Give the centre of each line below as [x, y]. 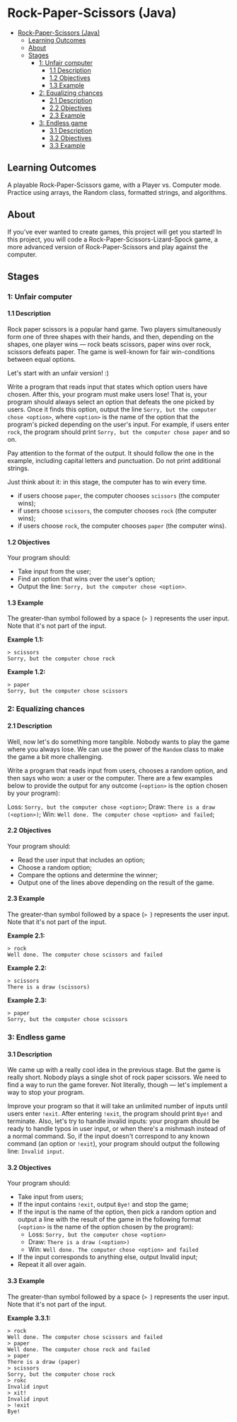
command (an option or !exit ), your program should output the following [114, 1144]
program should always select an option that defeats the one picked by [111, 402]
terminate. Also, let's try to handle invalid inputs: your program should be [114, 1121]
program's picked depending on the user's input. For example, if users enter [118, 425]
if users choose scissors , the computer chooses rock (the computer [117, 511]
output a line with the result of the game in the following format [109, 1219]
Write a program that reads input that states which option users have [107, 387]
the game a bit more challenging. [56, 756]
